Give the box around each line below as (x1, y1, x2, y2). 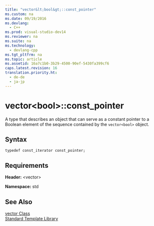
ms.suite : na (5, 39, 31, 44)
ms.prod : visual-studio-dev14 (5, 30, 66, 34)
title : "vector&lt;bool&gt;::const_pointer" (5, 7, 96, 12)
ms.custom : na (5, 12, 34, 16)
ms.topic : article (5, 57, 42, 62)
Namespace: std (5, 184, 39, 190)
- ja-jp (9, 79, 25, 84)
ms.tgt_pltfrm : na (5, 52, 42, 57)
